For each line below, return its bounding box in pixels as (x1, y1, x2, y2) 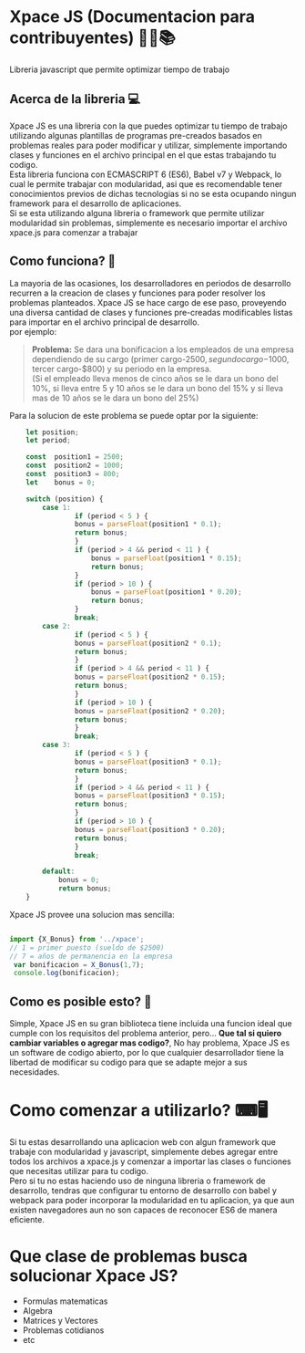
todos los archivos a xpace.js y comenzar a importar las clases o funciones (9, 1156, 291, 1167)
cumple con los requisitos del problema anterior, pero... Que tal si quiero (9, 1028, 282, 1039)
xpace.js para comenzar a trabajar (9, 226, 138, 238)
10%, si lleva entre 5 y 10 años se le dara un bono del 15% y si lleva (31, 382, 284, 393)
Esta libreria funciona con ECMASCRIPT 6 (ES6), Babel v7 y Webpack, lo (9, 169, 282, 180)
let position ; (25, 427, 79, 437)
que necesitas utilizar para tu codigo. (9, 1166, 148, 1177)
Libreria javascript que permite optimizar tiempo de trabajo (9, 64, 230, 75)
